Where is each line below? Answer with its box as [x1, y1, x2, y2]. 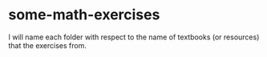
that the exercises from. [8, 40, 87, 50]
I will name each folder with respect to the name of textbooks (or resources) [8, 32, 260, 42]
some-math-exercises [8, 6, 160, 24]
